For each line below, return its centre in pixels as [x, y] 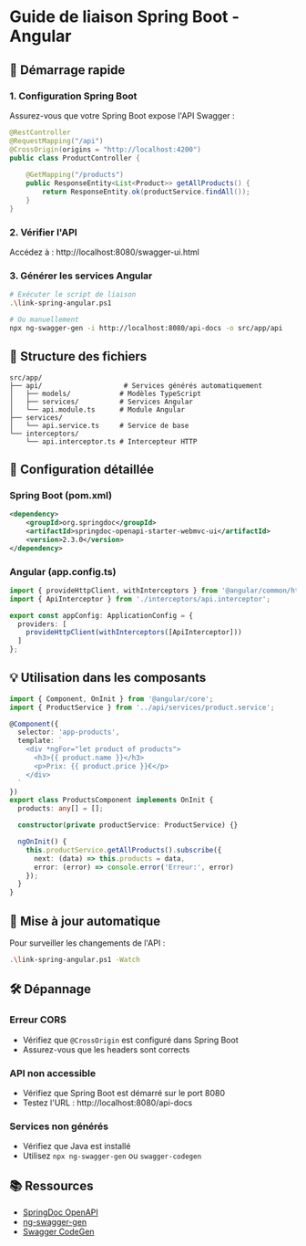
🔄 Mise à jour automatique [85, 921]
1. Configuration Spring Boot [73, 96]
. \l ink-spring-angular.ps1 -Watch [75, 960]
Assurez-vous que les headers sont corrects [106, 1049]
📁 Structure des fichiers [78, 356]
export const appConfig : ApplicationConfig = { [102, 615]
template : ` [41, 741]
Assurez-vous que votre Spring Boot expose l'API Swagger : [122, 115]
